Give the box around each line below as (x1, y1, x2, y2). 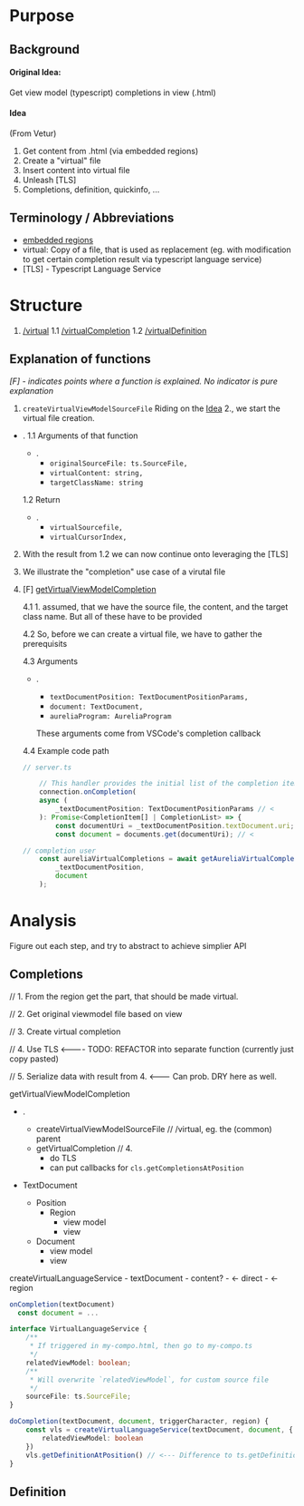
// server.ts (22, 763, 72, 772)
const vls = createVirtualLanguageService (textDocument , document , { (25, 1425, 294, 1434)
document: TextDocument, (49, 702, 144, 711)
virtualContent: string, (49, 468, 144, 477)
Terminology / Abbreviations (9, 210, 175, 226)
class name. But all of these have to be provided (22, 611, 203, 621)
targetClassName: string (49, 478, 144, 487)
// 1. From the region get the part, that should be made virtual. (9, 991, 239, 1002)
